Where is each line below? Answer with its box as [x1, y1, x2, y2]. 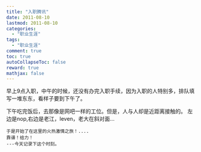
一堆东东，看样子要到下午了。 [11, 95, 86, 102]
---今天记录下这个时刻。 [6, 141, 60, 147]
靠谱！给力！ [6, 135, 34, 141]
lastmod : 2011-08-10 [6, 20, 59, 26]
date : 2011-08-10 [6, 14, 50, 20]
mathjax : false [6, 70, 45, 76]
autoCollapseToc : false [6, 59, 66, 65]
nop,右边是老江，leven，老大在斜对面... [16, 115, 115, 123]
